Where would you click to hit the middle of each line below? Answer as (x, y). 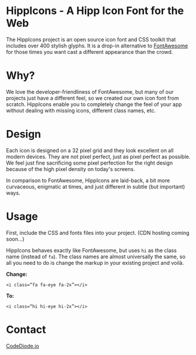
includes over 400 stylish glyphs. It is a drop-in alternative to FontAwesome (97, 46)
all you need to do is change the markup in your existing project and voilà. (95, 262)
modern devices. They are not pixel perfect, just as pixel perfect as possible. (98, 156)
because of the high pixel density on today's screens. (71, 169)
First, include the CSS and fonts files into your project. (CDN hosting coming (98, 233)
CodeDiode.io (23, 346)
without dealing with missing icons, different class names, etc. (81, 110)
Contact (26, 330)
